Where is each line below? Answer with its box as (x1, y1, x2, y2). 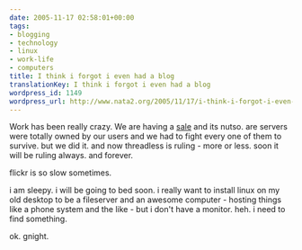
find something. (9, 213, 67, 225)
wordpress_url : (9, 96, 67, 106)
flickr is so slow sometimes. (9, 167, 112, 178)
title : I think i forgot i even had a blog (9, 72, 175, 81)
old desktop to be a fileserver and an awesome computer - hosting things (9, 194, 281, 205)
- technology (9, 38, 58, 48)
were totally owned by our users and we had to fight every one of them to (9, 131, 282, 142)
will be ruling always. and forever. (9, 150, 133, 161)
